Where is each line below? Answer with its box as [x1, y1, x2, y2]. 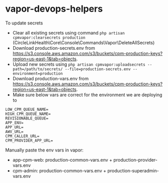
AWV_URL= [5, 129, 24, 134]
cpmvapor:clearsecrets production [12, 35, 86, 40]
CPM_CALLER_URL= [5, 133, 39, 139]
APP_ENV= [5, 120, 24, 125]
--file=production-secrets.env [65, 67, 131, 72]
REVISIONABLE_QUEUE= [5, 115, 49, 121]
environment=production [12, 71, 63, 76]
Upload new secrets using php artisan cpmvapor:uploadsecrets [12, 61, 146, 67]
